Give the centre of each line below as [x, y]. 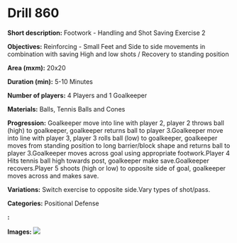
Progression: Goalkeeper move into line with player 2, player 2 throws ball [116, 123]
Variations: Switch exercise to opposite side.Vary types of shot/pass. [109, 189]
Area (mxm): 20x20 [37, 67]
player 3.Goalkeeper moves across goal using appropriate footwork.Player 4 [119, 153]
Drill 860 [33, 13]
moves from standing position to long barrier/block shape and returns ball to [119, 145]
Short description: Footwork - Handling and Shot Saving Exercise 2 [106, 33]
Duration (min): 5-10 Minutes [50, 81]
